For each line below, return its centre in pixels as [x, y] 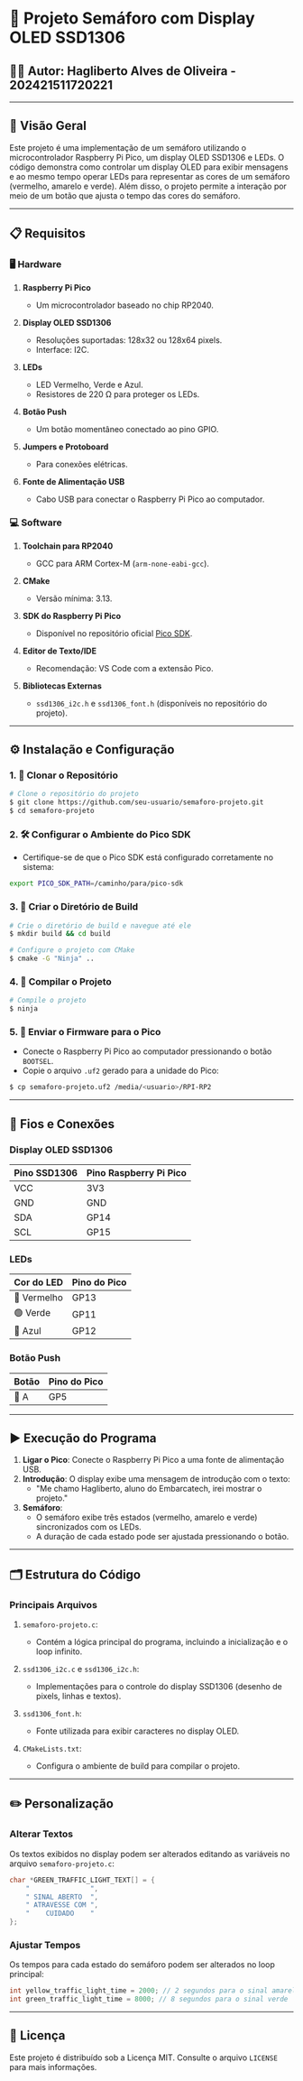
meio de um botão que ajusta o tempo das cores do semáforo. [125, 195]
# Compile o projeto [48, 1001]
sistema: [38, 867]
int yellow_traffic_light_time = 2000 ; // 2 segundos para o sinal [139, 1991]
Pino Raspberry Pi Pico [137, 1172]
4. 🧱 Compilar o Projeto [61, 981]
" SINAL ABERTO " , [62, 1897]
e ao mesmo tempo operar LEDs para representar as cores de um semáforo [150, 176]
